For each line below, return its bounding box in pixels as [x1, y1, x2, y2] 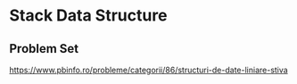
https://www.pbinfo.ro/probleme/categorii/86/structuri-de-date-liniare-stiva [9, 64, 288, 75]
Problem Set [9, 41, 79, 56]
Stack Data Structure [9, 5, 168, 26]
